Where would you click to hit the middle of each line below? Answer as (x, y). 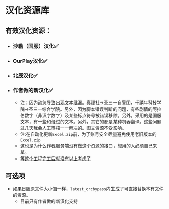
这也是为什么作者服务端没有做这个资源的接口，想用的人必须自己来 (89, 146)
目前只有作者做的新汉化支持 (49, 201)
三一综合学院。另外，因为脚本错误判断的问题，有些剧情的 (93, 109)
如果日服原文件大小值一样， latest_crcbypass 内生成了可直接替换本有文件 (88, 189)
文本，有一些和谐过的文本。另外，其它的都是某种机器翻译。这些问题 (91, 121)
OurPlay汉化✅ (30, 61)
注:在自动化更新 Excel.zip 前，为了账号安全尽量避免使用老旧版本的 (89, 134)
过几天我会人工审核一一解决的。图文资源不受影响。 (73, 128)
